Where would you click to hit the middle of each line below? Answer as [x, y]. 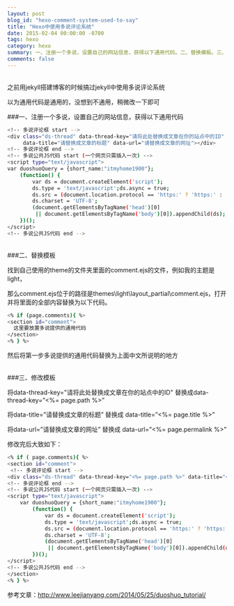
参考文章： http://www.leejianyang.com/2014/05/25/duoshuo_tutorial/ [107, 595]
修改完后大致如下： [35, 444]
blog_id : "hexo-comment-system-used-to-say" [73, 20]
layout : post [26, 14]
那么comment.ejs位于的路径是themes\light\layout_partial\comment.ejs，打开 [117, 293]
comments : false [31, 59]
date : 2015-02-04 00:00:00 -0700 [56, 33]
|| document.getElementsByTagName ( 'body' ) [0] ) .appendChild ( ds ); [131, 214]
